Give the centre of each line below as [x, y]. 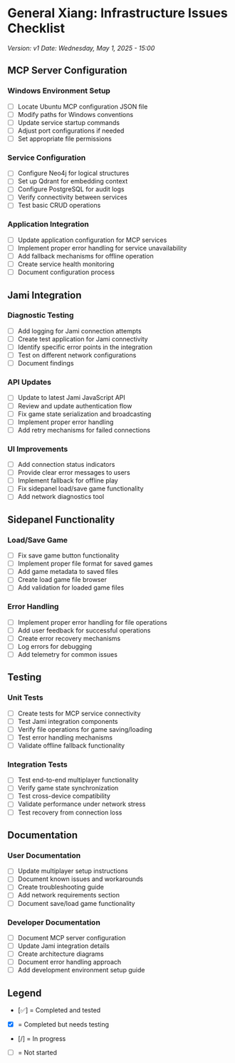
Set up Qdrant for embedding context [73, 181]
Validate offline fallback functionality [71, 745]
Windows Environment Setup [59, 91]
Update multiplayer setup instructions [73, 871]
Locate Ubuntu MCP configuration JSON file [83, 106]
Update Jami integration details [64, 946]
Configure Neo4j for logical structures [73, 173]
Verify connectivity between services [72, 197]
